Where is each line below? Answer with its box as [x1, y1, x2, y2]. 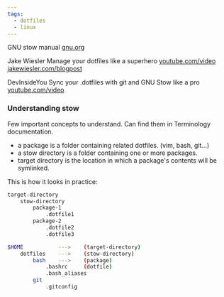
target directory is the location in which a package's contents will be [17, 156, 218, 164]
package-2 [33, 217, 62, 225]
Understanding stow [7, 104, 79, 114]
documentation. [7, 127, 54, 136]
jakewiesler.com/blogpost [7, 65, 83, 73]
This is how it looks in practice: [7, 177, 98, 185]
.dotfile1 [45, 211, 74, 218]
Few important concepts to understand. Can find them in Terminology [7, 119, 211, 128]
